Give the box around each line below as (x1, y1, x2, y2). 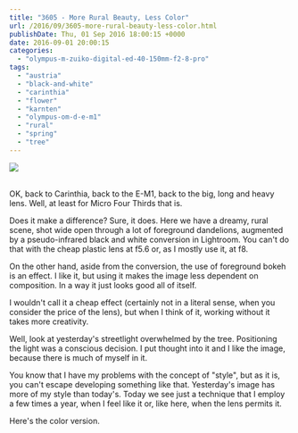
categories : (9, 46, 54, 55)
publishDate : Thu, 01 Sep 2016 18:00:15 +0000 (9, 29, 186, 38)
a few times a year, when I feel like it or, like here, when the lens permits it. (9, 398, 283, 409)
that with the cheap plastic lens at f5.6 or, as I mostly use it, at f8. (9, 243, 249, 254)
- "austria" (17, 71, 62, 80)
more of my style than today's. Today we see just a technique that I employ (9, 388, 286, 399)
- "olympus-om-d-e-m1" (17, 112, 102, 121)
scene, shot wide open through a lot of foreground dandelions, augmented (9, 224, 284, 235)
